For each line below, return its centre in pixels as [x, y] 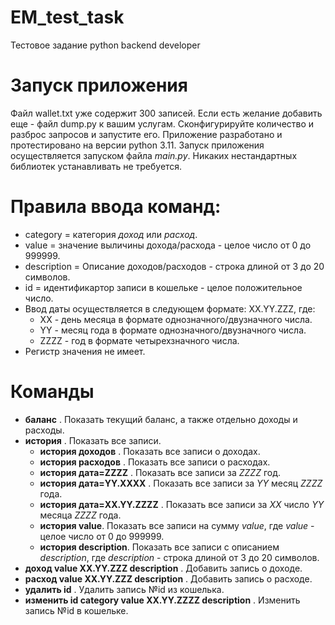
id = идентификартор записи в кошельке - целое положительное [163, 287]
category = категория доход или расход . [111, 234]
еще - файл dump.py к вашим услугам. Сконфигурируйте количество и [162, 123]
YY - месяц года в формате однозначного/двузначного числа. [173, 330]
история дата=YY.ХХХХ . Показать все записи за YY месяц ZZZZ [181, 483]
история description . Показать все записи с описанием [159, 547]
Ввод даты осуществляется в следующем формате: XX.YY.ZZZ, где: [170, 308]
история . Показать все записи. [93, 440]
